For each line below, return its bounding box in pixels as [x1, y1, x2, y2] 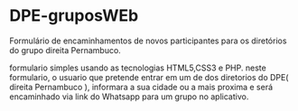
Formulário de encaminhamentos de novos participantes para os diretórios [9, 35, 287, 46]
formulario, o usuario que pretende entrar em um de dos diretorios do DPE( [9, 71, 289, 82]
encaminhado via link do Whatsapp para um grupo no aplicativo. [9, 91, 249, 102]
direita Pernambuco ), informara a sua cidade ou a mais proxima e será [9, 81, 274, 92]
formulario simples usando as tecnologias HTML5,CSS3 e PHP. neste [9, 62, 266, 73]
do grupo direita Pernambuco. [9, 44, 122, 55]
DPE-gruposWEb [9, 5, 139, 26]
